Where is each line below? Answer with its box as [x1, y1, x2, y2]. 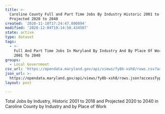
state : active [5, 30, 34, 35]
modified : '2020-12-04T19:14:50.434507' [5, 26, 89, 30]
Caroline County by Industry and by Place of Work [5, 103, 107, 109]
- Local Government [9, 62, 50, 67]
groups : [5, 57, 21, 62]
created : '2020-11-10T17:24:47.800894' [5, 21, 87, 26]
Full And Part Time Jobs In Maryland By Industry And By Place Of [14, 48, 153, 53]
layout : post [5, 80, 32, 85]
